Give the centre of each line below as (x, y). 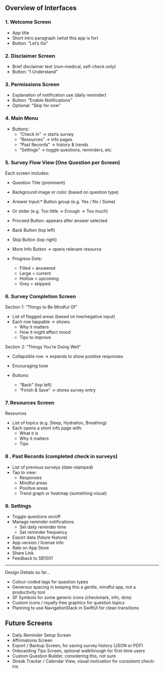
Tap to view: (24, 472)
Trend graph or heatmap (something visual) (63, 493)
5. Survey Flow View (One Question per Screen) (63, 162)
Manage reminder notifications (43, 522)
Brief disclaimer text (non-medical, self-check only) (64, 66)
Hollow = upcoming (39, 278)
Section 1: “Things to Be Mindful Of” (41, 307)
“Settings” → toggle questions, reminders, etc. (66, 150)
